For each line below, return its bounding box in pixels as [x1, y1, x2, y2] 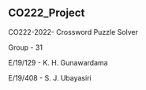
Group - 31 [8, 43, 43, 52]
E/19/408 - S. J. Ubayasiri [8, 73, 92, 82]
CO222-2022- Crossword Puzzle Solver [8, 27, 138, 36]
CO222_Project [8, 6, 85, 20]
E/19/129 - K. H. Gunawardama [8, 58, 108, 67]
